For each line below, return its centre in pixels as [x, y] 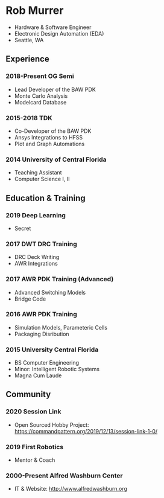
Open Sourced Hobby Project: [52, 425]
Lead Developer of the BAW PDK [55, 89]
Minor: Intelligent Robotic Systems [57, 369]
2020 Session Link [33, 412]
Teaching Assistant [38, 173]
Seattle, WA [29, 40]
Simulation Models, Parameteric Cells [61, 327]
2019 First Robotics [35, 447]
